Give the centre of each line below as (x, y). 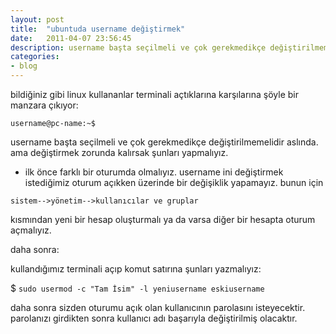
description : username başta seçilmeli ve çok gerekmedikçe (138, 47)
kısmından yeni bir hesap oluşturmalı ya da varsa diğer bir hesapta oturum (163, 219)
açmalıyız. (31, 230)
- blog (24, 66)
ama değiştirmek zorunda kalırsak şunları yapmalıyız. (119, 152)
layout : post (37, 19)
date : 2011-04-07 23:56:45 (71, 38)
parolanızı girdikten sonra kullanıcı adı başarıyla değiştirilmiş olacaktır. (154, 318)
